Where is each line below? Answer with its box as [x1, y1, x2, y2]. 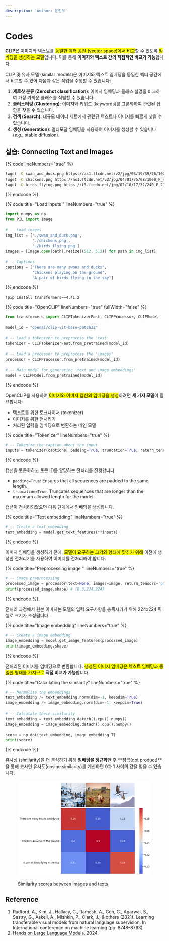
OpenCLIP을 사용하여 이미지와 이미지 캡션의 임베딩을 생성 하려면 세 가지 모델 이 [5, 392, 159, 398]
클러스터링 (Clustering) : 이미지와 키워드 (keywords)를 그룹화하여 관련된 [12, 101, 155, 107]
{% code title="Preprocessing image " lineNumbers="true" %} [5, 565, 135, 572]
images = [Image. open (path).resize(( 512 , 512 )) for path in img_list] [5, 249, 156, 254]
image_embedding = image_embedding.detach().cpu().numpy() [5, 722, 132, 727]
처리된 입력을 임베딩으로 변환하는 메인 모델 [12, 422, 97, 428]
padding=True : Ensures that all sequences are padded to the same [12, 477, 149, 484]
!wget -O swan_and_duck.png [5, 171, 64, 177]
